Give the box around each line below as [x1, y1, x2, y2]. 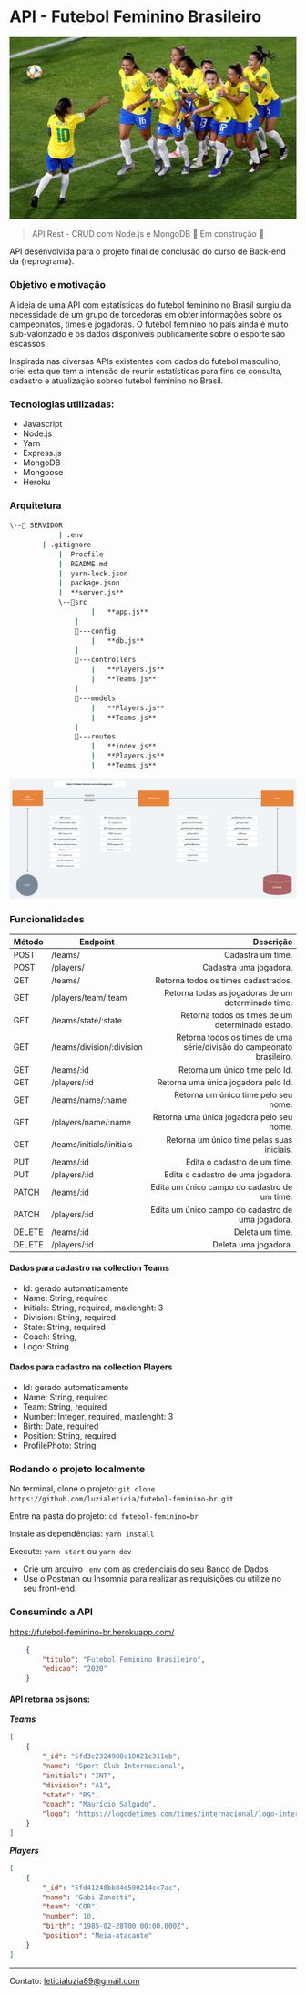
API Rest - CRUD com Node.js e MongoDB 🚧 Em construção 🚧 [31, 229, 265, 239]
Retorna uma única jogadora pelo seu [152, 1112, 293, 1123]
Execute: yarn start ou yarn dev [9, 1546, 132, 1557]
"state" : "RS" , [42, 1790, 100, 1799]
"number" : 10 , [42, 1912, 96, 1921]
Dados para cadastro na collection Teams [9, 1263, 170, 1274]
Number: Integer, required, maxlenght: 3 [22, 1411, 174, 1422]
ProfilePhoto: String [22, 1440, 97, 1451]
